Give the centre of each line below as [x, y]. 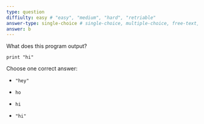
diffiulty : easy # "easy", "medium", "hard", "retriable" [81, 18]
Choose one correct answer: [42, 69]
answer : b [19, 29]
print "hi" [20, 57]
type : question [25, 12]
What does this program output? [47, 46]
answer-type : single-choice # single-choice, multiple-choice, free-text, [103, 23]
